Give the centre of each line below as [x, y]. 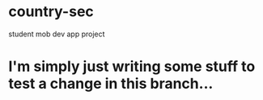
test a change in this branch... [111, 84]
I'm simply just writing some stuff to [132, 67]
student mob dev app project [57, 34]
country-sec [51, 12]
